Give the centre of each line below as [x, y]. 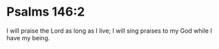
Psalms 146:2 [46, 12]
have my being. [28, 37]
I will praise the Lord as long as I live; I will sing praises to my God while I [109, 31]
